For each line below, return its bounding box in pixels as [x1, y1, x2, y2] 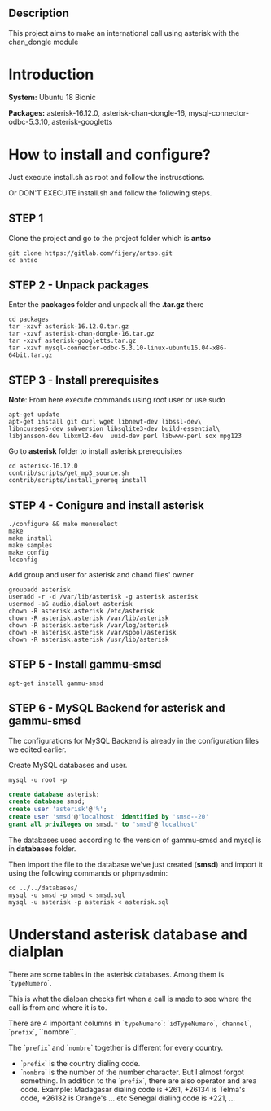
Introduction [8, 65, 94, 84]
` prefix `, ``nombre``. [8, 1026, 76, 1037]
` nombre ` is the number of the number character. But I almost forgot [20, 1067, 244, 1077]
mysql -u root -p [8, 775, 68, 784]
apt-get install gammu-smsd [8, 679, 104, 687]
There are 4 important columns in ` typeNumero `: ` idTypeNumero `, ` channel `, [8, 1018, 252, 1028]
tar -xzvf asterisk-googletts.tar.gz [8, 337, 137, 345]
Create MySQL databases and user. [8, 760, 128, 770]
